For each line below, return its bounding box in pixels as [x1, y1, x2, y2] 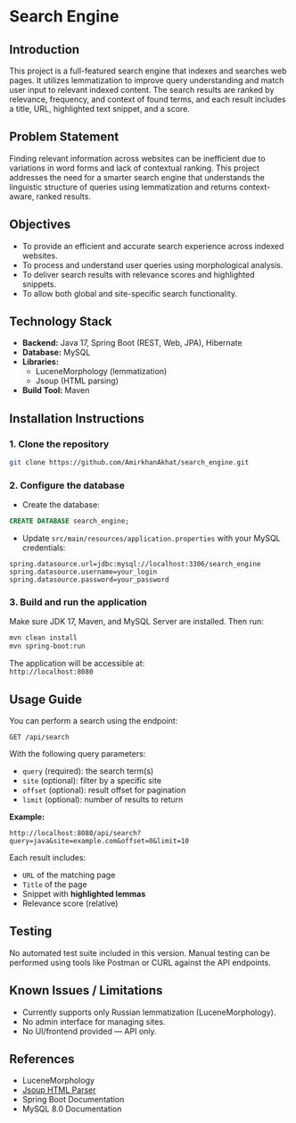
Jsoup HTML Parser [21, 1085, 96, 1095]
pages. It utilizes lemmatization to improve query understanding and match [9, 75, 284, 86]
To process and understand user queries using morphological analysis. [21, 259, 284, 270]
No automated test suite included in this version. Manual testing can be [9, 947, 270, 958]
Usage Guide [9, 691, 83, 707]
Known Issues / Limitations [9, 983, 163, 998]
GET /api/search [9, 733, 70, 742]
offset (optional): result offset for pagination [21, 784, 186, 796]
